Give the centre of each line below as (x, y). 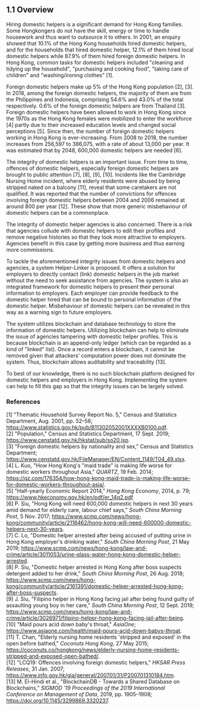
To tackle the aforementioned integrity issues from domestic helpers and (96, 261)
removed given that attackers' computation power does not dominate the (96, 355)
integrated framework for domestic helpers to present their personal (90, 287)
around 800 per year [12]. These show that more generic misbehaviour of (97, 206)
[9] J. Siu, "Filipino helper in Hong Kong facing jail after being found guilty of (100, 599)
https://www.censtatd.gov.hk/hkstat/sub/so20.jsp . (68, 440)
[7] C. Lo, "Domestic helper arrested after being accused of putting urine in (99, 535)
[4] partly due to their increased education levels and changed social (91, 124)
